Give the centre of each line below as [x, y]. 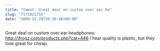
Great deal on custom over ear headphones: [50, 33]
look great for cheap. [27, 44]
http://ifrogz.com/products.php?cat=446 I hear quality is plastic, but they [80, 38]
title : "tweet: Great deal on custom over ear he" [59, 10]
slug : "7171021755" [25, 14]
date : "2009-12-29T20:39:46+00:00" [42, 19]
